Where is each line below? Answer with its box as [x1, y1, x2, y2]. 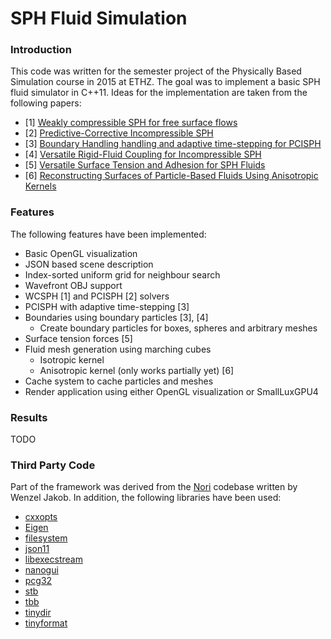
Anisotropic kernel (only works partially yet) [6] [39, 364, 235, 376]
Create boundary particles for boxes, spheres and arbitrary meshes [39, 322, 318, 334]
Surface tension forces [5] [24, 332, 133, 344]
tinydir [24, 607, 52, 619]
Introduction [10, 43, 72, 57]
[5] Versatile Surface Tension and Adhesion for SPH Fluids [24, 159, 266, 171]
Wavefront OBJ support [24, 279, 123, 291]
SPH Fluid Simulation [10, 7, 188, 30]
